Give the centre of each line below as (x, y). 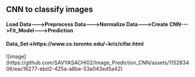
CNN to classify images (50, 10)
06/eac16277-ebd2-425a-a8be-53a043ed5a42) (64, 69)
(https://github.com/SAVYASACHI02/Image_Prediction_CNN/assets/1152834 (98, 63)
